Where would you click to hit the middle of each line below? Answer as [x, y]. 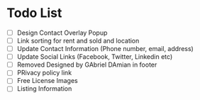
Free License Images [48, 81]
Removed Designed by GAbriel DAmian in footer [87, 65]
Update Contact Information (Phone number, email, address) [105, 49]
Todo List [34, 13]
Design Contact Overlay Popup [62, 33]
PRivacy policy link [44, 73]
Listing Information [44, 89]
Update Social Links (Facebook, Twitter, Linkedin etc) [95, 57]
